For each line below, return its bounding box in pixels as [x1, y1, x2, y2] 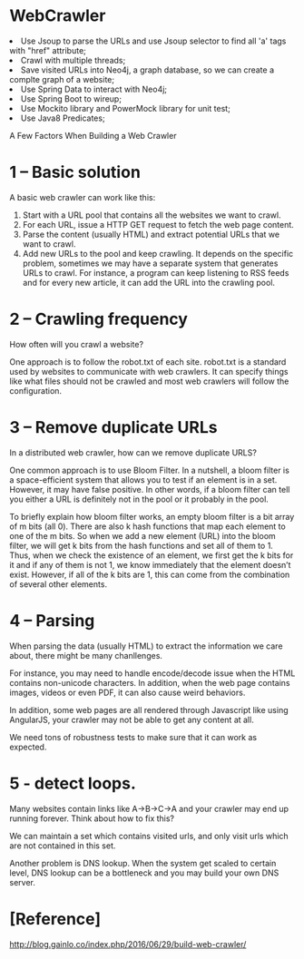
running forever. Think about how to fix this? [9, 813, 175, 824]
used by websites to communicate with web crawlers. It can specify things [9, 366, 289, 377]
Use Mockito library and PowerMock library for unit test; [21, 103, 231, 113]
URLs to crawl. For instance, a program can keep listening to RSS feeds [22, 267, 289, 278]
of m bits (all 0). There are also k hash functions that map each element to [9, 521, 286, 532]
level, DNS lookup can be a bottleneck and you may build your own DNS [9, 867, 279, 878]
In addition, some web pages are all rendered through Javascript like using [9, 704, 289, 715]
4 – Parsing [9, 610, 95, 631]
